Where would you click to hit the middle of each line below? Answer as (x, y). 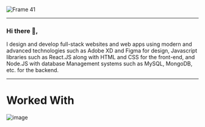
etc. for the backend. (33, 70)
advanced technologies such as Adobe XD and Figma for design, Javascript (102, 51)
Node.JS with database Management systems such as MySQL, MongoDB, (99, 64)
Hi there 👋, (22, 31)
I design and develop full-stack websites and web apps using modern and (99, 44)
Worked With (40, 100)
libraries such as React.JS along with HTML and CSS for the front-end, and (101, 57)
